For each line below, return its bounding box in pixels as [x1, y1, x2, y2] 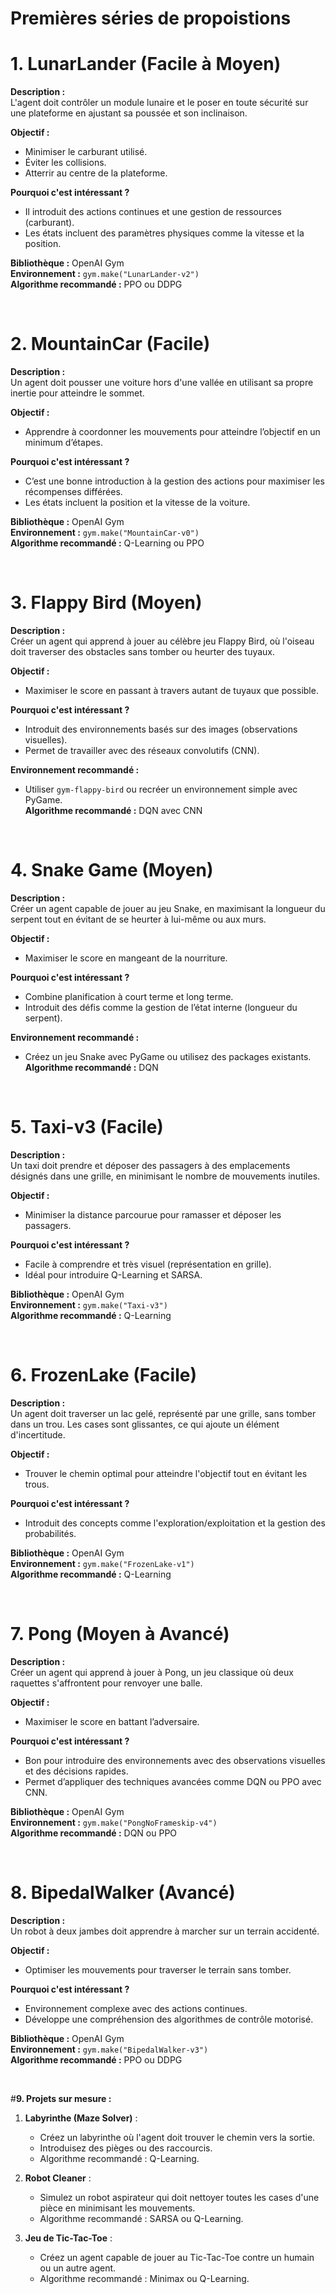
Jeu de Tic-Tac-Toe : [24, 2232, 113, 2244]
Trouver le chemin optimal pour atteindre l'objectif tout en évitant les [24, 1467, 308, 1479]
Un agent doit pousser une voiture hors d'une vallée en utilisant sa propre [10, 377, 314, 389]
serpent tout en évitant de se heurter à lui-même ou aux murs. [10, 913, 267, 925]
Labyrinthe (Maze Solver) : [24, 2112, 138, 2124]
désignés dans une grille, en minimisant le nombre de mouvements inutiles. [10, 1170, 321, 1182]
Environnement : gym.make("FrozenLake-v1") [10, 1557, 195, 1569]
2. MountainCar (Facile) [10, 333, 211, 356]
